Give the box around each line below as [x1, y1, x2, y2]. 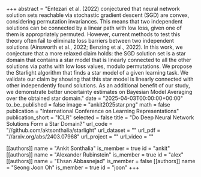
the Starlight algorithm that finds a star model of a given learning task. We [6, 69, 189, 76]
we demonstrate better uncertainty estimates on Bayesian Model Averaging [6, 88, 193, 95]
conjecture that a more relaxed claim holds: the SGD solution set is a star [6, 50, 186, 57]
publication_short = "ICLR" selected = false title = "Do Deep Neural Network [6, 114, 194, 121]
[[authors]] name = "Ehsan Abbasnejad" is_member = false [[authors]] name [6, 158, 196, 164]
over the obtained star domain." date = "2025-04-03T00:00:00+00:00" [6, 95, 183, 102]
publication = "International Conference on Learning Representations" [6, 108, 179, 114]
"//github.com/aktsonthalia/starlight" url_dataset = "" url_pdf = [6, 126, 161, 134]
